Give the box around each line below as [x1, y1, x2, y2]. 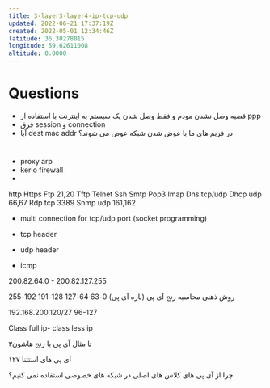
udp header [19, 245, 59, 255]
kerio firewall [19, 165, 64, 175]
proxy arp [19, 157, 53, 167]
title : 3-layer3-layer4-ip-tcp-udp [8, 11, 129, 20]
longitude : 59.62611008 [8, 42, 89, 50]
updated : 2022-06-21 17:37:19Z [8, 19, 114, 27]
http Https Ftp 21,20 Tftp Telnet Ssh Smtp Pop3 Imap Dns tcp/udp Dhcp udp [8, 189, 262, 199]
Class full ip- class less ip [8, 323, 93, 333]
